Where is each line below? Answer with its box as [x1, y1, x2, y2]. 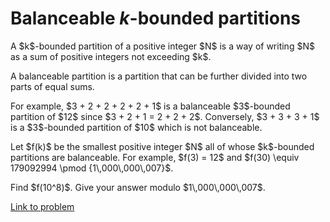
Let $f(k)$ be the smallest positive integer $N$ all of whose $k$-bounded [10, 140, 315, 152]
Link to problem [10, 200, 75, 212]
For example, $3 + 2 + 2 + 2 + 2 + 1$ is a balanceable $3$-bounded [10, 100, 291, 112]
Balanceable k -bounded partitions [10, 7, 302, 30]
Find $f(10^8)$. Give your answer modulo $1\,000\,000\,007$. [10, 181, 266, 193]
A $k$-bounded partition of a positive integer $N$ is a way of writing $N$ [10, 40, 315, 52]
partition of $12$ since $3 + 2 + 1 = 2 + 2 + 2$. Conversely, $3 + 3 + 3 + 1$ [10, 110, 320, 122]
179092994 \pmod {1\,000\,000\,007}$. [10, 162, 174, 174]
